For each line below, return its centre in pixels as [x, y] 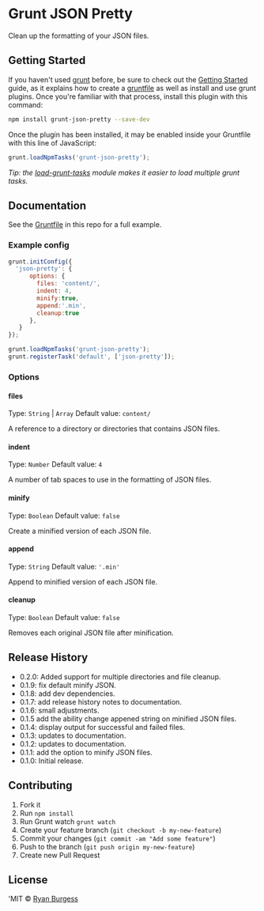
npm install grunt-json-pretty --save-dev [79, 119]
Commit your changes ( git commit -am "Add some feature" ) [117, 838]
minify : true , [58, 298]
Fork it [30, 804]
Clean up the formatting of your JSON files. [79, 36]
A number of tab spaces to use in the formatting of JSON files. [110, 480]
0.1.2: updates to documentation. [73, 743]
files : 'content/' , [69, 284]
